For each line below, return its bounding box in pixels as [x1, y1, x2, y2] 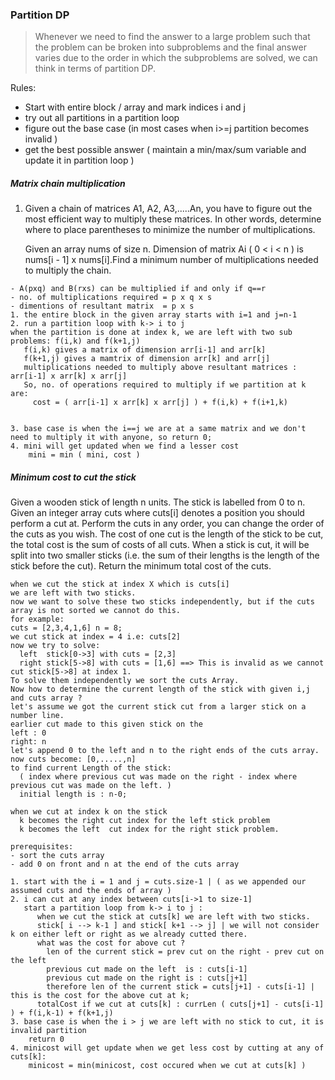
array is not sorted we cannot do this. [10, 606, 182, 616]
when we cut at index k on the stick [10, 807, 168, 817]
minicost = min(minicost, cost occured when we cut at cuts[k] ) [28, 1061, 307, 1071]
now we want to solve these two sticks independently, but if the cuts [10, 597, 315, 607]
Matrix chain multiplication [10, 177, 126, 189]
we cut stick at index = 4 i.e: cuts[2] [10, 632, 182, 642]
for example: [10, 614, 65, 625]
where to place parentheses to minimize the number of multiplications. [24, 224, 316, 236]
